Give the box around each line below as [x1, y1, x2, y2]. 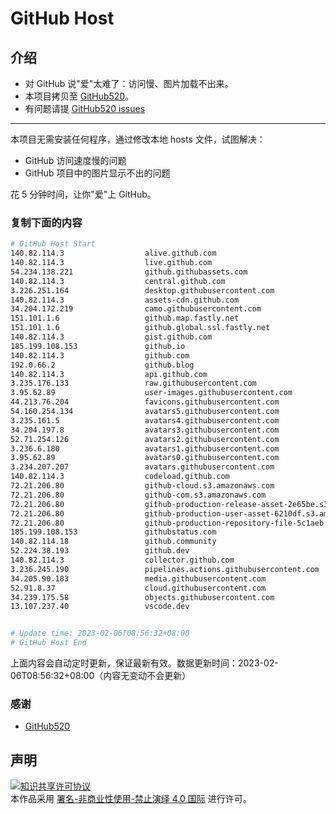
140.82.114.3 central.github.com [10, 276, 226, 286]
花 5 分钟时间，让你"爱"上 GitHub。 [10, 188, 157, 200]
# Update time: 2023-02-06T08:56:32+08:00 [10, 628, 190, 639]
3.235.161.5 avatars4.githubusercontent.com [10, 415, 280, 426]
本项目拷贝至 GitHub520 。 [24, 90, 135, 102]
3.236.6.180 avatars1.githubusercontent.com [10, 443, 280, 454]
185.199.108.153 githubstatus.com [10, 527, 217, 537]
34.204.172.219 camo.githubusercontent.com [10, 304, 262, 314]
